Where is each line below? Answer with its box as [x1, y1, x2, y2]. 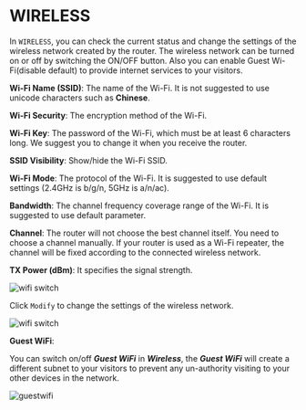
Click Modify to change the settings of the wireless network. [9, 300, 234, 310]
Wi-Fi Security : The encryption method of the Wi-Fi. [9, 110, 208, 121]
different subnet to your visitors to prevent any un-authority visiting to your [9, 363, 290, 373]
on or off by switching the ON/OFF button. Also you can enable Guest [9, 55, 270, 66]
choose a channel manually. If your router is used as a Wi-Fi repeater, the [9, 237, 285, 247]
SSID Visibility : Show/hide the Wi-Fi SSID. [9, 154, 168, 165]
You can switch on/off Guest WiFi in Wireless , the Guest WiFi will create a [9, 352, 290, 363]
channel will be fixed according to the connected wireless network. [9, 247, 261, 258]
